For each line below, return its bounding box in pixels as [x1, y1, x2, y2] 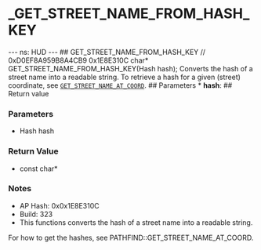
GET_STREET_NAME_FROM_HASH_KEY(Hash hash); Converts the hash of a [8, 63, 253, 73]
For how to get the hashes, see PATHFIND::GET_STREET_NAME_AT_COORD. [8, 233, 254, 242]
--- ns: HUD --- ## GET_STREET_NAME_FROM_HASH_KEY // [8, 47, 206, 56]
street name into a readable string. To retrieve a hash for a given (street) [8, 72, 241, 82]
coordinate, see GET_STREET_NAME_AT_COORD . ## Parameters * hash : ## [8, 80, 233, 90]
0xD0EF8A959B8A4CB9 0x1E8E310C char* [8, 56, 149, 65]
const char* [19, 164, 58, 173]
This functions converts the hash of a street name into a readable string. [19, 217, 253, 227]
